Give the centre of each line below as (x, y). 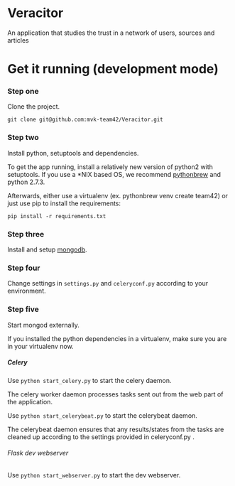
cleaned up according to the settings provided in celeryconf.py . (101, 437)
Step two (23, 138)
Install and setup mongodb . (47, 249)
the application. (30, 401)
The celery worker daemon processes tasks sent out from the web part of (115, 394)
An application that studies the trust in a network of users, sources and (111, 33)
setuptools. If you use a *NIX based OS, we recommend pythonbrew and (114, 174)
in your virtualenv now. (40, 346)
